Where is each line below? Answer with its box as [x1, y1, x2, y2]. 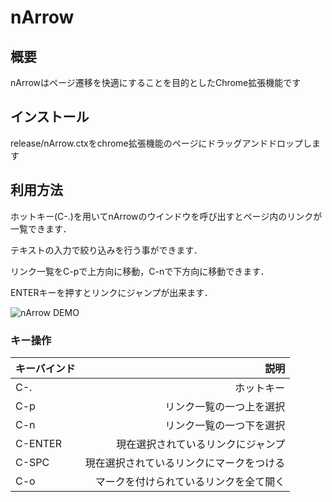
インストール [10, 109, 90, 126]
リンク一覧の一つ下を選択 [164, 418, 286, 432]
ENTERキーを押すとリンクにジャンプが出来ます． [10, 286, 213, 298]
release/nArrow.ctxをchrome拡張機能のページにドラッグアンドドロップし [10, 137, 312, 149]
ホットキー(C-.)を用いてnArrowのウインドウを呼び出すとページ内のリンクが [10, 210, 323, 222]
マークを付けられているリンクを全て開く [94, 474, 286, 488]
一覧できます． [10, 222, 72, 235]
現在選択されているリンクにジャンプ [116, 437, 286, 451]
